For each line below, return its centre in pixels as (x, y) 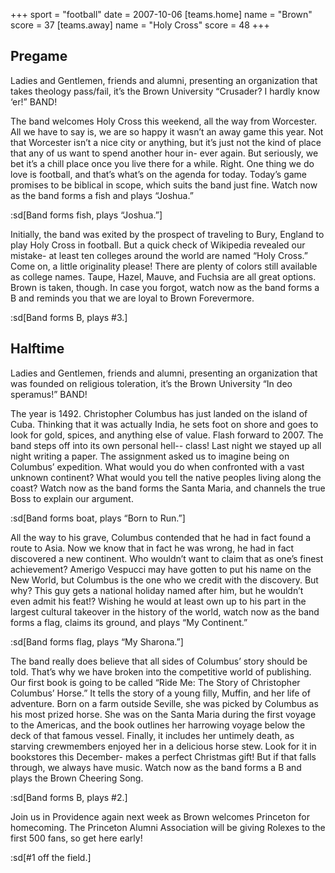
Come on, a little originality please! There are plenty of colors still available (164, 266)
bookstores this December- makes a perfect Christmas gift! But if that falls (163, 756)
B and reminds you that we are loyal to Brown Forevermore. (132, 298)
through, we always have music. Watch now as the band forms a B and (156, 767)
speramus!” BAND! (49, 394)
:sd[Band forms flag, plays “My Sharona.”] (97, 641)
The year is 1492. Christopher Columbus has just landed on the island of (159, 413)
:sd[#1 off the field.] (51, 857)
